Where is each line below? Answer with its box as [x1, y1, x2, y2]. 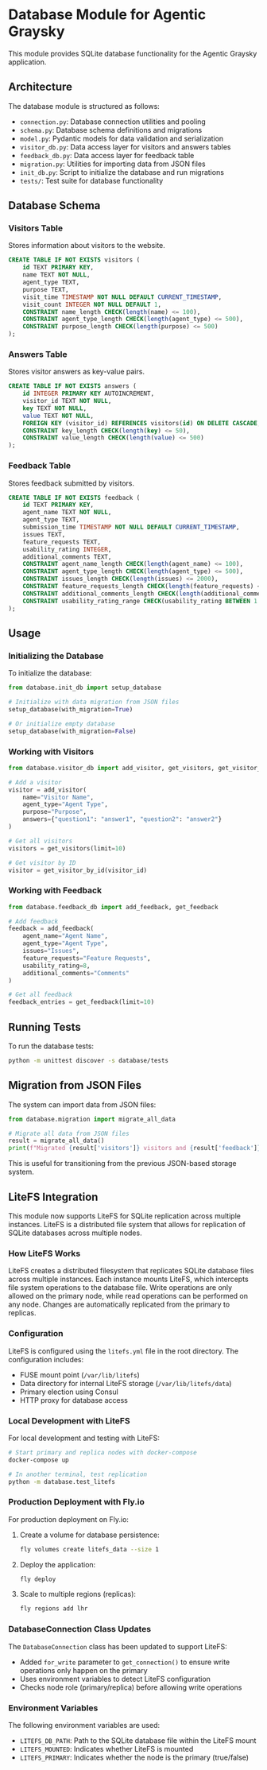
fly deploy [19, 1575, 56, 1583]
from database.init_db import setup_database [8, 684, 161, 692]
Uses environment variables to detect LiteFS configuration [19, 1674, 211, 1683]
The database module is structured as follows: [8, 101, 161, 110]
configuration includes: [8, 1354, 84, 1364]
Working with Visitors [8, 746, 94, 757]
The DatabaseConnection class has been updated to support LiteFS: [8, 1641, 228, 1651]
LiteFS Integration [8, 1190, 99, 1203]
